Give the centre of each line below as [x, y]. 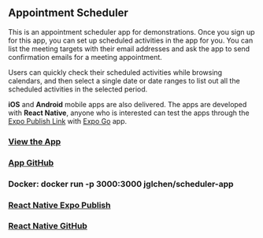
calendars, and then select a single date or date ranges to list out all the [124, 80]
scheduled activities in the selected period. [78, 89]
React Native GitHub [48, 226]
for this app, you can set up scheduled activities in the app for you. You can [131, 40]
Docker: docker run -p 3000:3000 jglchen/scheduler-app [121, 184]
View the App [35, 141]
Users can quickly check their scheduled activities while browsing [115, 72]
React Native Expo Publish [59, 205]
